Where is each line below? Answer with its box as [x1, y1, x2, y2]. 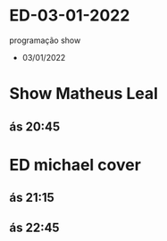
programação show [9, 35, 81, 46]
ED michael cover [9, 154, 141, 175]
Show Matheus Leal [9, 84, 159, 104]
